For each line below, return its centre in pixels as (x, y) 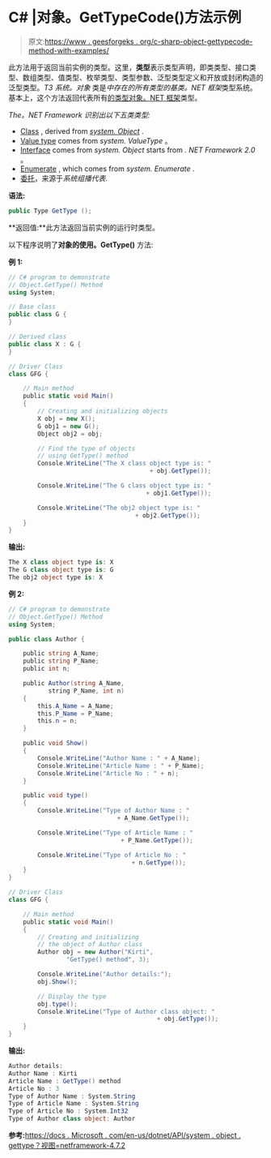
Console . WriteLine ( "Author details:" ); (105, 975)
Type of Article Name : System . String (74, 1104)
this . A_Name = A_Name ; (76, 706)
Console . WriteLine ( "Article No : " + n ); (108, 773)
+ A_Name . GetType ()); (153, 818)
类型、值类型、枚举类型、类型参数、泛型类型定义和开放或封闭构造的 (150, 77)
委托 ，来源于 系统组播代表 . (64, 178)
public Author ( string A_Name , (74, 684)
